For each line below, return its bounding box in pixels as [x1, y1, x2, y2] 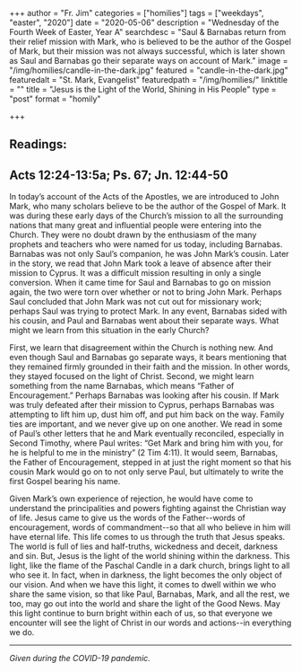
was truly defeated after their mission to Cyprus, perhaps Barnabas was [9, 400, 275, 411]
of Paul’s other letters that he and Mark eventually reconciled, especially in [9, 429, 285, 439]
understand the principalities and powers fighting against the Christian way [9, 503, 287, 514]
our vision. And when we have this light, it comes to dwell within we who [9, 579, 277, 590]
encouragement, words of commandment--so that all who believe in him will [9, 522, 291, 533]
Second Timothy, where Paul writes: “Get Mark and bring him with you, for [9, 438, 284, 448]
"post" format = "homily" [9, 93, 101, 104]
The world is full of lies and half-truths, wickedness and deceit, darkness [9, 541, 279, 552]
